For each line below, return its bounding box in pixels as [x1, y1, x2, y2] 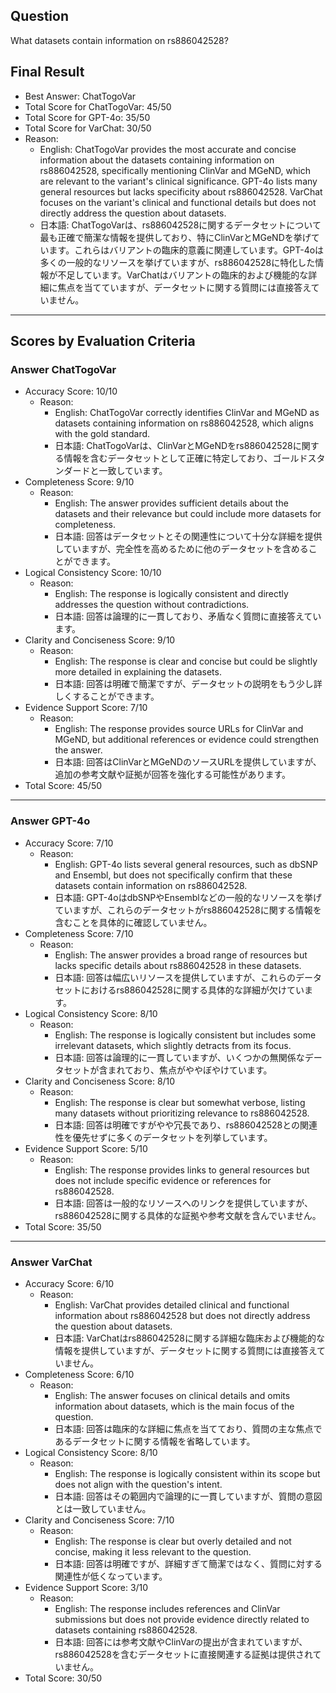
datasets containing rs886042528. [54, 1624, 198, 1636]
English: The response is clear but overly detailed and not [54, 1535, 292, 1547]
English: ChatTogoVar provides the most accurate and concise [39, 143, 297, 155]
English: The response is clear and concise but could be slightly [54, 655, 318, 668]
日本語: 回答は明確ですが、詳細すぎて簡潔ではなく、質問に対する [54, 1557, 323, 1569]
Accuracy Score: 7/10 [24, 837, 114, 849]
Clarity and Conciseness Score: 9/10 [24, 634, 176, 646]
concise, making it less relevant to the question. [54, 1545, 252, 1558]
